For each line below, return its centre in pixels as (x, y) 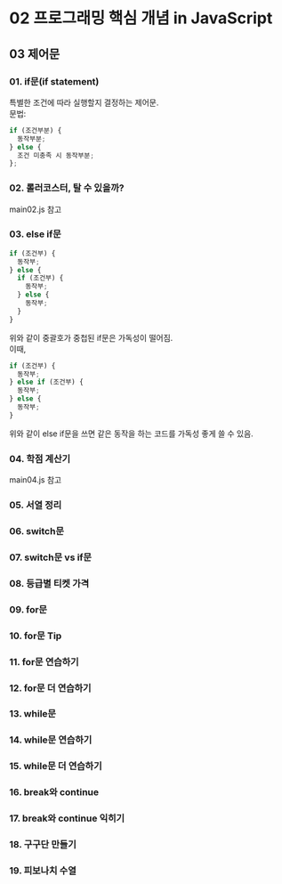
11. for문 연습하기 (44, 661)
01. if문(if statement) (54, 81)
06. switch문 (37, 531)
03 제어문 (35, 54)
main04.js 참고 (36, 480)
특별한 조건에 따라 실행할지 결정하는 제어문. (84, 102)
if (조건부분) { (36, 130)
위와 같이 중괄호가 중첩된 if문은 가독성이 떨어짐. (91, 337)
